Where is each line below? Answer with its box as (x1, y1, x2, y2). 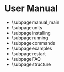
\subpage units (11, 24, 43, 30)
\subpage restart (11, 50, 46, 57)
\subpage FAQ (11, 56, 41, 62)
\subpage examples (11, 45, 52, 51)
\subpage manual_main (11, 19, 60, 25)
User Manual (4, 3, 58, 14)
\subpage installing (11, 30, 51, 36)
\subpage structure (11, 61, 51, 67)
